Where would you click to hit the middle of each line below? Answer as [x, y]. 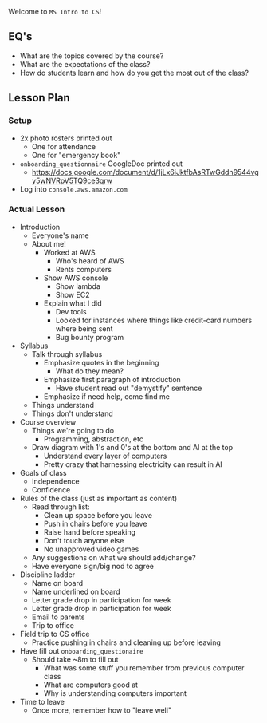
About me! [49, 243]
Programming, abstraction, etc [93, 439]
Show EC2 [73, 294]
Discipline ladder [47, 575]
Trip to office [53, 625]
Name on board [57, 583]
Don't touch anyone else [84, 540]
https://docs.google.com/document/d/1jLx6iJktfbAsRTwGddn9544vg [145, 172]
